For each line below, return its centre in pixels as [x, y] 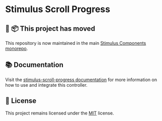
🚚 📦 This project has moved [50, 28]
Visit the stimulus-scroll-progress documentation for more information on [81, 80]
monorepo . [17, 48]
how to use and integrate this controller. [47, 85]
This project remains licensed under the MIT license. [60, 113]
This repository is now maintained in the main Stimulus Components [76, 43]
